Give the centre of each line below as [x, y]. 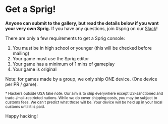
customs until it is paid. [25, 106]
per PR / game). [21, 84]
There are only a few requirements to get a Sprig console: [65, 38]
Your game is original [35, 69]
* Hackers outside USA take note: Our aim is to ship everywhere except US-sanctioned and [84, 93]
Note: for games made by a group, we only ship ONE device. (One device [81, 79]
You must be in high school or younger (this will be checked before [82, 48]
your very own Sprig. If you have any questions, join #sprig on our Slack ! [81, 28]
